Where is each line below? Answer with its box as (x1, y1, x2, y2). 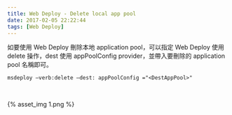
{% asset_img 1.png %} (7, 100, 75, 109)
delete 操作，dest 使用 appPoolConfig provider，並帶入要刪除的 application (7, 52, 226, 60)
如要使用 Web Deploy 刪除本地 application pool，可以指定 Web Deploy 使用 (7, 43, 224, 52)
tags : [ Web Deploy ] (7, 23, 64, 30)
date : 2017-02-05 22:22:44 (7, 17, 86, 24)
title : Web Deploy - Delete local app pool (7, 10, 137, 17)
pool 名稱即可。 (7, 61, 53, 69)
